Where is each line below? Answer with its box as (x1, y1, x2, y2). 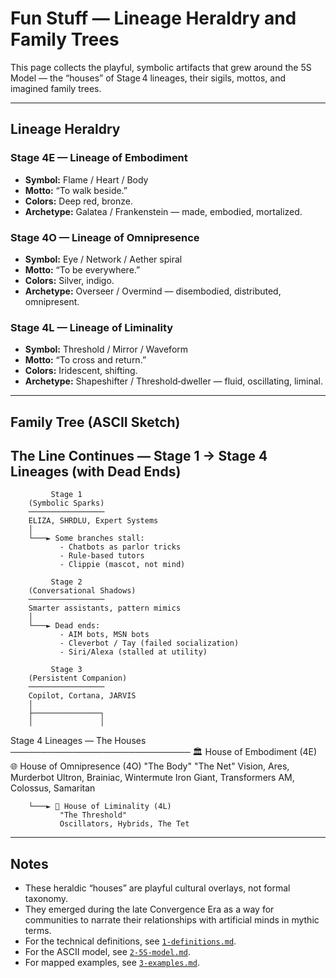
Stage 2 (50, 577, 83, 587)
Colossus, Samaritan (10, 782, 96, 794)
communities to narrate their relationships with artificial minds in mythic (24, 914, 320, 926)
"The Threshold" (59, 810, 128, 821)
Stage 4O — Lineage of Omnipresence (10, 230, 200, 244)
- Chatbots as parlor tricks (59, 542, 182, 552)
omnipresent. (24, 295, 80, 307)
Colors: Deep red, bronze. (24, 195, 133, 207)
